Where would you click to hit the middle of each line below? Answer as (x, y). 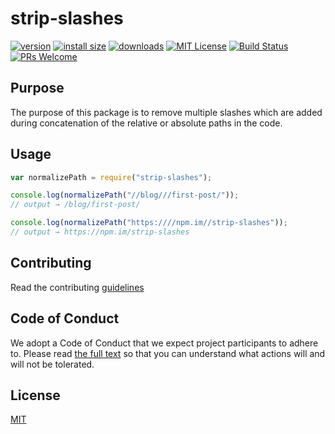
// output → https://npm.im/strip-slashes (100, 232)
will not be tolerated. (52, 364)
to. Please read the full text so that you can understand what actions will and (168, 353)
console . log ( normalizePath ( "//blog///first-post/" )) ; (125, 195)
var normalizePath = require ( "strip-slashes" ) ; (111, 177)
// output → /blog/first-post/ (75, 205)
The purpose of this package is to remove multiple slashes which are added (166, 112)
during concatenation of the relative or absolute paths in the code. (146, 123)
